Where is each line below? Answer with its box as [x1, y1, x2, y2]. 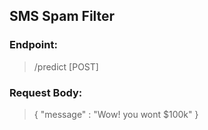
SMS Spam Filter [9, 8, 116, 25]
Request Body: [9, 85, 83, 99]
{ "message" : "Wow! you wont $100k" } [33, 108, 199, 120]
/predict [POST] [33, 60, 99, 73]
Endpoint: [9, 38, 58, 52]
